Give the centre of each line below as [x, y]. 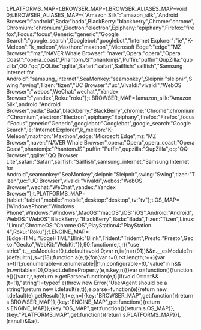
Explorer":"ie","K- [172, 40]
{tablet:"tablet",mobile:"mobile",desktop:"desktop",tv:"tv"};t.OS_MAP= [93, 200]
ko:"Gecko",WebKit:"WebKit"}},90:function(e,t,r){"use [73, 244]
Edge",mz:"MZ [138, 136]
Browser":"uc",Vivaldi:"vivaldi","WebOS [133, 85]
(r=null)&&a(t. [23, 321]
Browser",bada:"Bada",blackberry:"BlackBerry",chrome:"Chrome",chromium [100, 111]
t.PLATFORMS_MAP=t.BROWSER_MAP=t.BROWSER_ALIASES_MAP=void [97, 9]
